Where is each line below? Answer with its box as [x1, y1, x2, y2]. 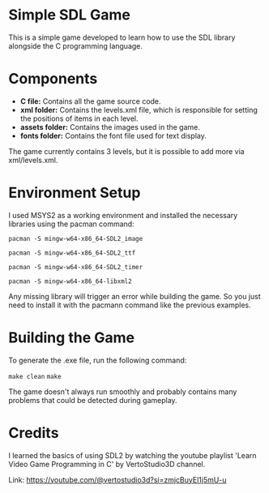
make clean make [8, 372, 62, 380]
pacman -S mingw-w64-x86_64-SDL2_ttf [8, 249, 136, 257]
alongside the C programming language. [8, 41, 143, 50]
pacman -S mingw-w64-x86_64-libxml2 [8, 277, 132, 285]
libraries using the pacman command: [8, 219, 135, 229]
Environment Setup [8, 184, 141, 202]
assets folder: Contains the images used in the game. [19, 122, 201, 131]
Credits [8, 423, 59, 442]
